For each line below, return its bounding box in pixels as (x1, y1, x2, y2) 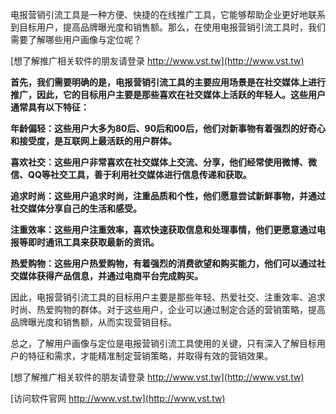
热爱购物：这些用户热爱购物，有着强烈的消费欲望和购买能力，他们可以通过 (10, 258, 317, 269)
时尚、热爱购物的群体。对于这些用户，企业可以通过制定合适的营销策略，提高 (10, 304, 326, 315)
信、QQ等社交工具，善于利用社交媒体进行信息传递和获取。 (10, 169, 252, 180)
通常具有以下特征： (10, 101, 90, 113)
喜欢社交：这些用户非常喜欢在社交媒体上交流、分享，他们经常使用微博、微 (10, 156, 317, 168)
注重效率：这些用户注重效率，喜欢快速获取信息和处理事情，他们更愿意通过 (10, 224, 317, 235)
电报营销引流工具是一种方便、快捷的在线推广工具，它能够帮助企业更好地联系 (10, 9, 326, 20)
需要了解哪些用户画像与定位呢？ (10, 34, 142, 45)
